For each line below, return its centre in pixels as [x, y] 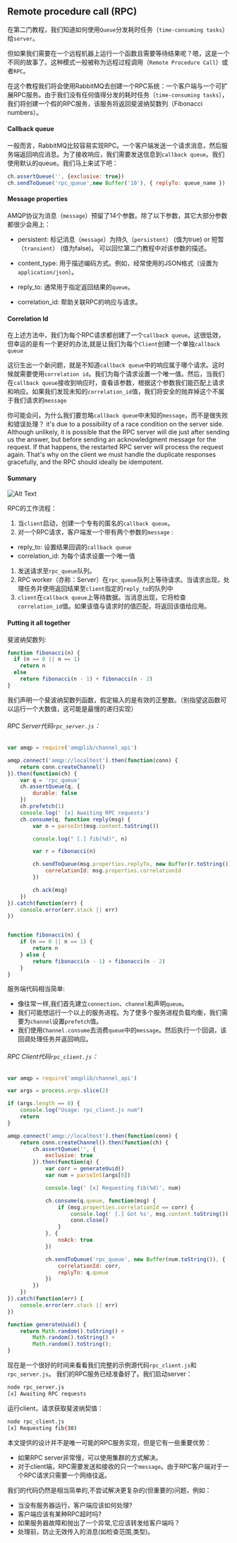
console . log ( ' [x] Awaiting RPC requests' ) [85, 813]
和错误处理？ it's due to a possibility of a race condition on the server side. [116, 424]
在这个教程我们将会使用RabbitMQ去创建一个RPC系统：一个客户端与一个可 [115, 86]
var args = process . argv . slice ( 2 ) [58, 1091]
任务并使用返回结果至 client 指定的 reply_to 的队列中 [99, 589]
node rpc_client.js [36, 1421]
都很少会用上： [29, 224]
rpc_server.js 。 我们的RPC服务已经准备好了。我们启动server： [100, 1374]
